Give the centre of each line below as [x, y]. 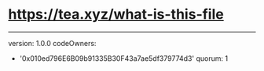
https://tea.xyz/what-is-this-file [116, 14]
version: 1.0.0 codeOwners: [52, 43]
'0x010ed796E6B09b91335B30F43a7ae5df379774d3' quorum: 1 [124, 58]
